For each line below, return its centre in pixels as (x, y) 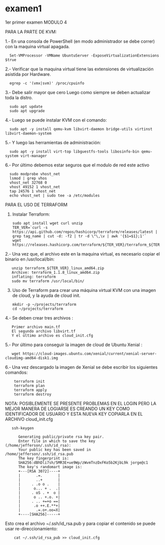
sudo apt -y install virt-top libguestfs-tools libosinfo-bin (74, 151)
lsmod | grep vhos (28, 178)
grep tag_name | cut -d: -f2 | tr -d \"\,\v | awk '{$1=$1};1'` (79, 236)
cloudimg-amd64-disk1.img (31, 358)
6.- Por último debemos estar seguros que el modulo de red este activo (77, 165)
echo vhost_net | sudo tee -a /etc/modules (55, 195)
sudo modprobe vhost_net (35, 174)
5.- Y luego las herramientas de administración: (53, 142)
